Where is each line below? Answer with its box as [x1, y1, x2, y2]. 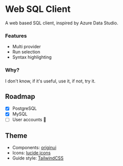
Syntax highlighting [12, 54, 52, 60]
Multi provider [12, 44, 41, 50]
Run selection [12, 49, 41, 55]
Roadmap [5, 92, 36, 100]
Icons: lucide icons [12, 150, 51, 156]
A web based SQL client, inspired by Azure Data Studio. [5, 20, 119, 26]
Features [5, 32, 27, 39]
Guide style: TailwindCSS [12, 155, 64, 161]
